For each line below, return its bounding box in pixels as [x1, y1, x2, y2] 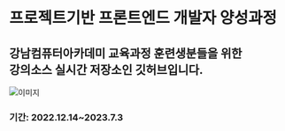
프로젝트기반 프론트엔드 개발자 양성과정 [9, 8, 277, 28]
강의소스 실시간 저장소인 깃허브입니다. [9, 62, 204, 77]
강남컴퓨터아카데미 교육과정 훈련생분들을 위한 [9, 46, 243, 61]
